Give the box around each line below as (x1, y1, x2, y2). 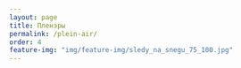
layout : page (9, 12, 58, 22)
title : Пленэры (9, 21, 66, 30)
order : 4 (9, 37, 42, 47)
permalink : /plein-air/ (9, 29, 98, 38)
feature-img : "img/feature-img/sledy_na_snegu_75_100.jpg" (9, 46, 234, 55)
